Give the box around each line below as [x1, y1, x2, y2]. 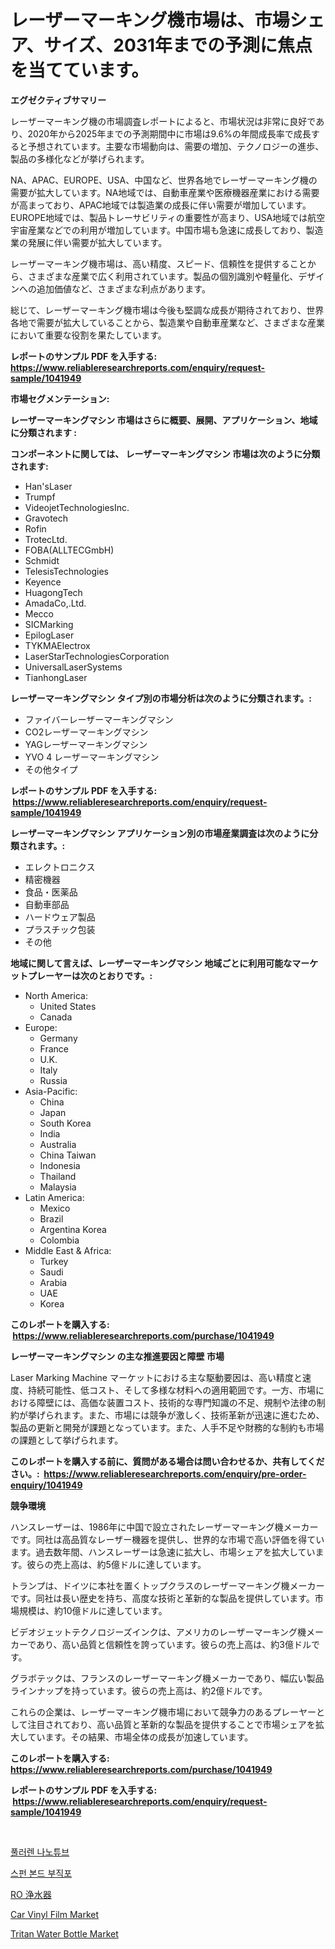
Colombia [39, 1234, 80, 1246]
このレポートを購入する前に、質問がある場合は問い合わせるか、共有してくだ [10, 1455, 325, 1467]
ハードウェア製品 [24, 911, 96, 923]
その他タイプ [24, 763, 78, 775]
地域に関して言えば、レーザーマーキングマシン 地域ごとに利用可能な [10, 957, 293, 969]
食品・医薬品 [24, 886, 78, 898]
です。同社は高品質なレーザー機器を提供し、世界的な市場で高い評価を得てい [10, 1533, 325, 1545]
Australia [39, 1138, 77, 1150]
